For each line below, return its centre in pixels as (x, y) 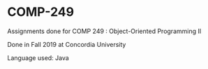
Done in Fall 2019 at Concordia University (67, 44)
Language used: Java (38, 58)
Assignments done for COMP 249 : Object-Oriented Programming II (104, 31)
